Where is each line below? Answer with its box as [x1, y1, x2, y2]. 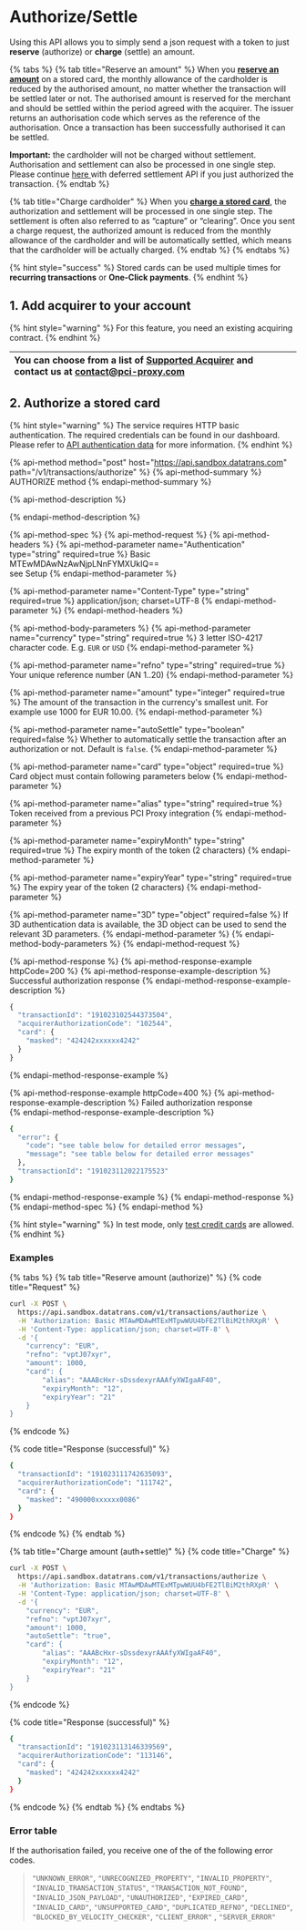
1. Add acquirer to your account [9, 298, 191, 313]
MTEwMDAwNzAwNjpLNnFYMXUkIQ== [9, 558, 159, 569]
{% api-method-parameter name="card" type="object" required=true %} [9, 761, 284, 772]
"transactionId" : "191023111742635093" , [17, 1470, 173, 1479]
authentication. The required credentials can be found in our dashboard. [9, 429, 280, 440]
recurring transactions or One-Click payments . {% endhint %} [9, 272, 249, 282]
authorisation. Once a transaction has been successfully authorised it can [9, 121, 286, 133]
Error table [9, 1824, 57, 1837]
